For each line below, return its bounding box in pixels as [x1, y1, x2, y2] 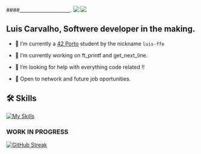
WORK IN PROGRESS [6, 127, 69, 136]
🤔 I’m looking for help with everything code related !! [14, 63, 145, 71]
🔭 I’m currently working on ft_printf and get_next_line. [14, 51, 148, 59]
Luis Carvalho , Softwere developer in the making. [6, 24, 196, 34]
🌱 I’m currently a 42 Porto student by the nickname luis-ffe [14, 40, 165, 47]
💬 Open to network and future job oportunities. [14, 75, 131, 82]
